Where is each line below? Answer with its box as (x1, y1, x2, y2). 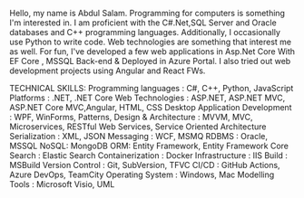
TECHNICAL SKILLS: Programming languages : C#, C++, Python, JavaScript (9, 83, 294, 93)
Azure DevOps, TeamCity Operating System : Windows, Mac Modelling (9, 169, 275, 180)
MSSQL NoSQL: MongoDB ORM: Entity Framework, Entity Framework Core (9, 140, 289, 151)
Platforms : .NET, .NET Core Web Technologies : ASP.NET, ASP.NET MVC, (9, 92, 286, 103)
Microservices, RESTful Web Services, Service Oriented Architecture (9, 121, 267, 132)
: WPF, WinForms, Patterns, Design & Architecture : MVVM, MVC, (9, 112, 253, 122)
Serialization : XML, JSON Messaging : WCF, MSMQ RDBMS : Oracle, (9, 131, 269, 141)
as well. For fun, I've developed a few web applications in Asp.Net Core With (9, 46, 296, 57)
